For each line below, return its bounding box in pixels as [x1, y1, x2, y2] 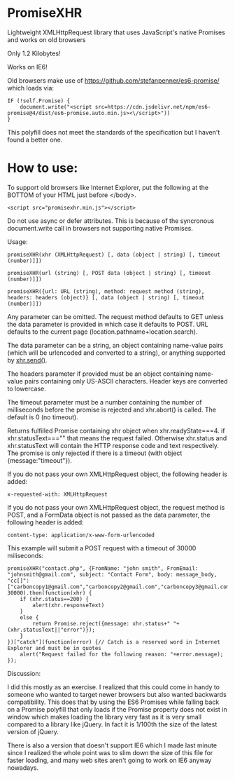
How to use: [7, 160, 78, 176]
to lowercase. [7, 384, 47, 393]
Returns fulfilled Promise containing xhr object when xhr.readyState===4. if [7, 426, 225, 435]
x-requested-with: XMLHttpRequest [7, 491, 108, 498]
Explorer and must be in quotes [7, 644, 101, 651]
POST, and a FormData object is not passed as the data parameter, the [7, 510, 211, 519]
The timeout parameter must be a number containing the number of [7, 398, 202, 406]
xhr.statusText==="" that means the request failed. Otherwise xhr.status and [7, 433, 227, 442]
